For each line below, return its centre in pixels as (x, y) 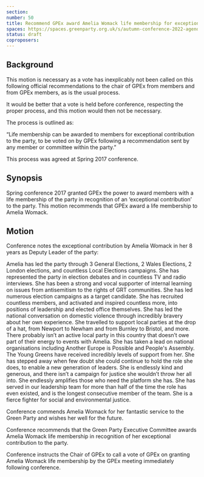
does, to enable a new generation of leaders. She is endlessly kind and (95, 367)
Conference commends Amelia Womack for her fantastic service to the (95, 412)
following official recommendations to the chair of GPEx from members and (100, 86)
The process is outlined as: (40, 122)
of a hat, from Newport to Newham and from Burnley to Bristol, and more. (98, 329)
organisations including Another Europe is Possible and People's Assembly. (101, 348)
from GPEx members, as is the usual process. (63, 92)
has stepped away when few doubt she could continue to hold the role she (100, 361)
